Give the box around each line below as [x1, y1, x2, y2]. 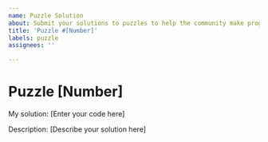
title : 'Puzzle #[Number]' [8, 26, 98, 34]
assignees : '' [8, 41, 56, 49]
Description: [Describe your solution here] [8, 124, 146, 134]
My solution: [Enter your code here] [8, 109, 125, 119]
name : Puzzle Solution [8, 11, 84, 20]
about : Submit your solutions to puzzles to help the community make [8, 19, 245, 27]
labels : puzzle [8, 34, 59, 42]
